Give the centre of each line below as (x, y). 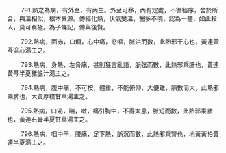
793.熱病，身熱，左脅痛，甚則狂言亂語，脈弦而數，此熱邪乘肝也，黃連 (120, 65)
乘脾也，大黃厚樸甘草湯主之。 (49, 96)
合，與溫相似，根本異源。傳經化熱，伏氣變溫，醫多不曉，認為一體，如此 (109, 18)
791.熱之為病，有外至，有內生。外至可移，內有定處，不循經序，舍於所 (119, 10)
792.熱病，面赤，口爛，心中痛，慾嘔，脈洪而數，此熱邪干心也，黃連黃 (120, 42)
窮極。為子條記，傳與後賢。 (70, 27)
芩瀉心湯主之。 (28, 50)
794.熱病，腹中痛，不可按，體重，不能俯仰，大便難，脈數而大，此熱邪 (120, 88)
